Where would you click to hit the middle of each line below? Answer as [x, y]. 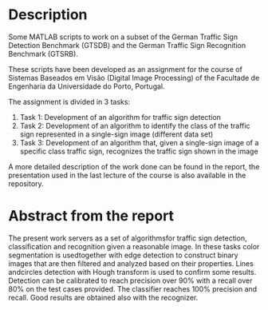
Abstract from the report [91, 216]
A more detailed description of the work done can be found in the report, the [134, 166]
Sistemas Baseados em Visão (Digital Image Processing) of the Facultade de [134, 77]
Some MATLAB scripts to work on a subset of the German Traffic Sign [123, 37]
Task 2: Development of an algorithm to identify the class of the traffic [135, 125]
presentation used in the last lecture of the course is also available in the [127, 175]
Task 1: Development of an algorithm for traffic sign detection [120, 117]
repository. [26, 183]
